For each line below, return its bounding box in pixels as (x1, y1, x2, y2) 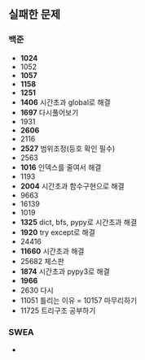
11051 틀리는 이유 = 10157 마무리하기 (20, 295, 138, 305)
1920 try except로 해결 (20, 227, 96, 237)
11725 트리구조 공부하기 (20, 306, 96, 315)
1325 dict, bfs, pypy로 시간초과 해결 (20, 217, 138, 227)
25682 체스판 (20, 256, 65, 266)
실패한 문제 (8, 7, 61, 22)
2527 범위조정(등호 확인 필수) (20, 143, 116, 153)
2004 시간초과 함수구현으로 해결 (20, 181, 125, 191)
